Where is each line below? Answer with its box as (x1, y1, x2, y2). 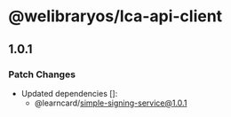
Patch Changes (8, 68, 76, 81)
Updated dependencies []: (20, 88, 118, 98)
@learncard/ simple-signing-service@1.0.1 (34, 97, 187, 108)
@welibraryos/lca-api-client (8, 6, 223, 27)
